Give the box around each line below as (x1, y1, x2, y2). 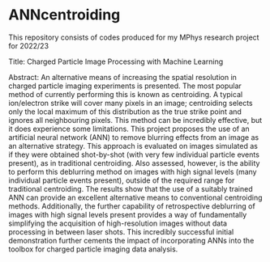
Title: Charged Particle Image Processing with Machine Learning (8, 57, 224, 66)
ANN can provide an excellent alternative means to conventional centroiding (8, 192, 263, 202)
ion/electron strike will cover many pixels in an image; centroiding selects (8, 98, 253, 108)
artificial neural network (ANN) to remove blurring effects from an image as (8, 132, 259, 142)
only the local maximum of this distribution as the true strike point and (8, 107, 242, 116)
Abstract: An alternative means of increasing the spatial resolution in (8, 72, 238, 82)
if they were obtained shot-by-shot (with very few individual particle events (8, 150, 259, 159)
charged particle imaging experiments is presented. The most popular (8, 81, 242, 91)
